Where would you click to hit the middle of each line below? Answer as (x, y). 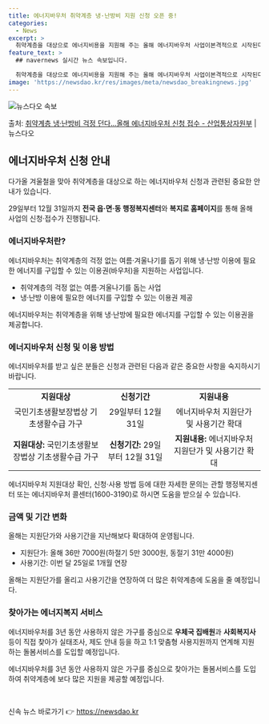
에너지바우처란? (37, 241)
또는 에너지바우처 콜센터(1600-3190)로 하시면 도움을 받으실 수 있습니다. (128, 494)
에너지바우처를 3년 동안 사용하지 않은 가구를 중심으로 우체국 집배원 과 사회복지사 (132, 631)
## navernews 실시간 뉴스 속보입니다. (72, 61)
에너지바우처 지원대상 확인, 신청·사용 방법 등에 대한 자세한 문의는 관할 (116, 485)
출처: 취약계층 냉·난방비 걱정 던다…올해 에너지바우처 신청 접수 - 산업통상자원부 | (132, 123)
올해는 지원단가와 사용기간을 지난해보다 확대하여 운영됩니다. (101, 536)
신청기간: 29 (132, 445)
